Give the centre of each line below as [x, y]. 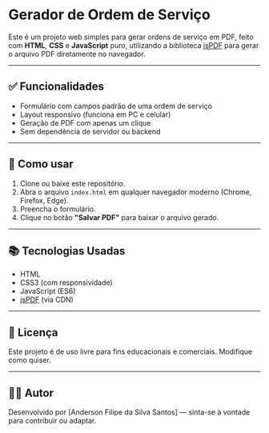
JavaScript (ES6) [48, 291]
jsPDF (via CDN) [46, 300]
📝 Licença [33, 333]
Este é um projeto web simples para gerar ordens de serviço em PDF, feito [131, 37]
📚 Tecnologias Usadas [67, 251]
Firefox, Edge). [44, 200]
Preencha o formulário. [58, 209]
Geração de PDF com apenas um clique [85, 122]
